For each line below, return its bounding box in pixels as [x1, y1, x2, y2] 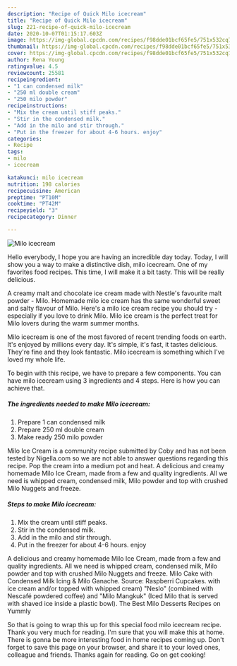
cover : [7, 50, 27, 57]
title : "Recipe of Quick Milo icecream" [7, 17, 128, 24]
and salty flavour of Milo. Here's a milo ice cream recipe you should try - [7, 304, 218, 312]
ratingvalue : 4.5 [7, 63, 59, 70]
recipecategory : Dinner [7, 213, 78, 221]
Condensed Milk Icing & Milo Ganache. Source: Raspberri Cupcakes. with [7, 576, 221, 585]
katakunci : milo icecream [7, 174, 83, 181]
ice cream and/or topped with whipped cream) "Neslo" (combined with [7, 584, 214, 593]
